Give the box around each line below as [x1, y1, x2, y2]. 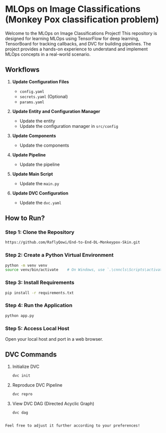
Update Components [12, 132, 56, 139]
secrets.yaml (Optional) [19, 93, 68, 99]
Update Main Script [12, 171, 53, 177]
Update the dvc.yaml [19, 199, 62, 205]
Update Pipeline [12, 152, 46, 157]
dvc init [12, 373, 31, 378]
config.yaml [19, 89, 44, 94]
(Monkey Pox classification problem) [5, 14, 159, 25]
